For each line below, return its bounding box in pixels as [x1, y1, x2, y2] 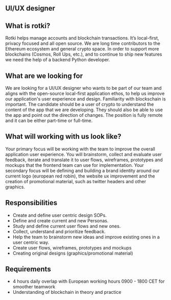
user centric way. [12, 239, 50, 245]
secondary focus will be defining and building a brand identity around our [5, 167, 160, 173]
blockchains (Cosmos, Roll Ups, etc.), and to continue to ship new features [5, 51, 162, 58]
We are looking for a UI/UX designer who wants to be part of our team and [5, 85, 162, 91]
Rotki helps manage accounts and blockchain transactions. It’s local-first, [5, 35, 159, 41]
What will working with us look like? [5, 132, 121, 141]
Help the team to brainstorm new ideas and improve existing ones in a [12, 234, 160, 240]
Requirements [5, 265, 51, 273]
